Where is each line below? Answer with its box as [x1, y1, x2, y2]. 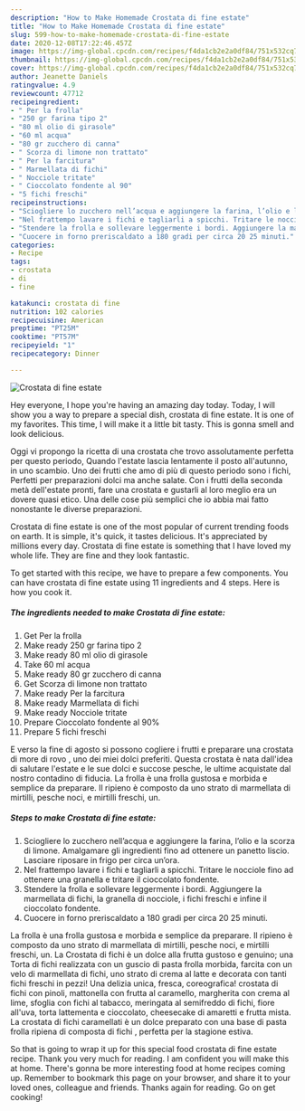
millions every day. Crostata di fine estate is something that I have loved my [10, 540, 291, 551]
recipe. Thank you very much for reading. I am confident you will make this [10, 1053, 290, 1064]
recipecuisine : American [10, 316, 104, 325]
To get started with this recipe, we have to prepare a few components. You [10, 567, 289, 578]
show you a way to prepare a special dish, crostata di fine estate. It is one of [10, 409, 295, 420]
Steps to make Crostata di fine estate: [10, 812, 157, 823]
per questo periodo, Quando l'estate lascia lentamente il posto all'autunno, [10, 455, 289, 466]
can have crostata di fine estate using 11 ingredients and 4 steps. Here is [10, 576, 280, 588]
